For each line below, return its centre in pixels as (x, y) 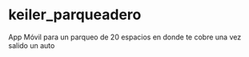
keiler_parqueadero (75, 15)
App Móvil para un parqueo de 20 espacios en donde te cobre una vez (125, 37)
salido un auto (32, 45)
